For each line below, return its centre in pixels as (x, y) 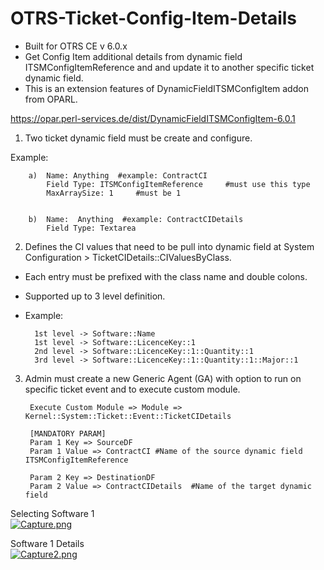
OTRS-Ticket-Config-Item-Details (154, 18)
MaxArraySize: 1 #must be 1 (114, 193)
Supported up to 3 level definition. (95, 296)
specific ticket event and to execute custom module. (132, 389)
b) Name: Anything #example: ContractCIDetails (136, 219)
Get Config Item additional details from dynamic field (133, 56)
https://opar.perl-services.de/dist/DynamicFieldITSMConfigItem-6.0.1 (153, 118)
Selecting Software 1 (52, 513)
